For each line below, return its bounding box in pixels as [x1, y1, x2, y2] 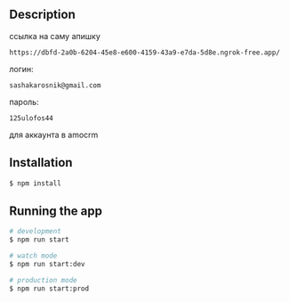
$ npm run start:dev [9, 259, 86, 268]
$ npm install [9, 178, 62, 188]
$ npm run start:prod [9, 284, 90, 293]
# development [9, 227, 62, 236]
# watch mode [9, 251, 58, 261]
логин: [9, 63, 34, 74]
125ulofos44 [9, 113, 53, 123]
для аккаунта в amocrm [9, 129, 99, 140]
